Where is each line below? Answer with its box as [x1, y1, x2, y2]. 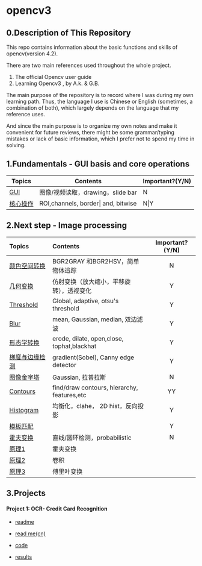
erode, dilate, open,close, [52, 334, 124, 342]
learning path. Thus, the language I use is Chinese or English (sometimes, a [6, 98, 193, 105]
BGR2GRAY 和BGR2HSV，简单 [52, 257, 139, 265]
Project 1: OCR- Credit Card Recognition [6, 505, 108, 512]
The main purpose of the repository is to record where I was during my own [6, 92, 194, 98]
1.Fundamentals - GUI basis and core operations [6, 159, 190, 169]
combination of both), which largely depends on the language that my [6, 104, 179, 112]
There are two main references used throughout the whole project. [6, 61, 171, 69]
